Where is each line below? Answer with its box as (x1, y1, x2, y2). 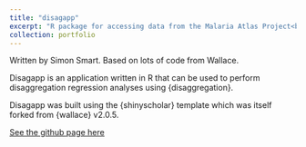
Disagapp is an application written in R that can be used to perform (9, 73, 260, 83)
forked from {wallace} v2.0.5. (9, 110, 119, 121)
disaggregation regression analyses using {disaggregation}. (9, 83, 234, 93)
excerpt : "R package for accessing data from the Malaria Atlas (9, 22, 259, 31)
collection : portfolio (9, 30, 96, 39)
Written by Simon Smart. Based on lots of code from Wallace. (9, 55, 240, 66)
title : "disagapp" (9, 13, 79, 23)
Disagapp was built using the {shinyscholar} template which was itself (9, 100, 272, 111)
